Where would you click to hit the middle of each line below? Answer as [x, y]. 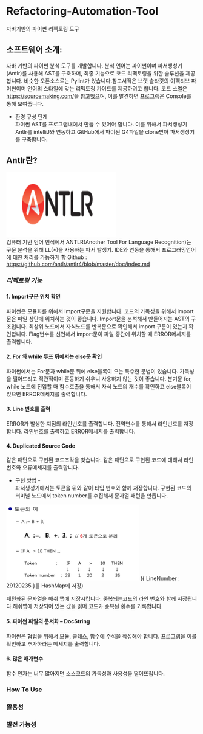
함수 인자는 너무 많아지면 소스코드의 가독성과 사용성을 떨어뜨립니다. [85, 673]
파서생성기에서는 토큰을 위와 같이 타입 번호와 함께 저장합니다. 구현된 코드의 [103, 488]
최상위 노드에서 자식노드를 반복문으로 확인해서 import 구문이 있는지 [108, 326]
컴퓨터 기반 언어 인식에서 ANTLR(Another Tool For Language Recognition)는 [99, 242]
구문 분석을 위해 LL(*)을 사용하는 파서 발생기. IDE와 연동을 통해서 [83, 249]
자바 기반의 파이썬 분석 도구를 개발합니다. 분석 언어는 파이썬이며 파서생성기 [95, 66]
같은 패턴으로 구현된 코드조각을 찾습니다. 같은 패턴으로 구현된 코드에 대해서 [95, 460]
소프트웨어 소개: [34, 50]
